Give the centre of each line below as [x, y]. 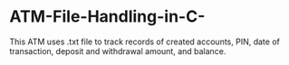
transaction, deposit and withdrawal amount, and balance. [118, 51]
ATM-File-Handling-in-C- [107, 17]
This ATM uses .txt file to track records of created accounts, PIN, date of [145, 42]
